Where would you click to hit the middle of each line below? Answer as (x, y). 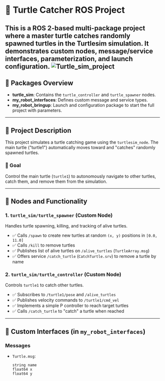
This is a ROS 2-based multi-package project (75, 28)
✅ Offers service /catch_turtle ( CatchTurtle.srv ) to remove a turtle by (84, 256)
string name (24, 365)
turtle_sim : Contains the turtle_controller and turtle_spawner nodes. (84, 95)
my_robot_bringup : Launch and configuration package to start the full (83, 105)
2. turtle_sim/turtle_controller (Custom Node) (63, 275)
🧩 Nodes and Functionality (46, 201)
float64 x (22, 370)
